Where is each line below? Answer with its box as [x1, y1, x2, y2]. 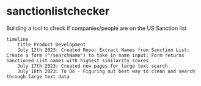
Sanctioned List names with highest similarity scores [6, 57, 149, 63]
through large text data [6, 73, 70, 80]
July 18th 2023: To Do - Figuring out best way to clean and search [17, 68, 196, 74]
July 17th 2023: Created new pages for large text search [17, 63, 168, 69]
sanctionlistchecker [6, 4, 110, 18]
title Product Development [17, 41, 86, 48]
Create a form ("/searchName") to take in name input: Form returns [6, 52, 185, 59]
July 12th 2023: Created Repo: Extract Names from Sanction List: [17, 47, 190, 53]
